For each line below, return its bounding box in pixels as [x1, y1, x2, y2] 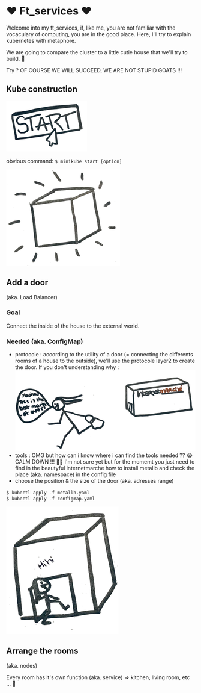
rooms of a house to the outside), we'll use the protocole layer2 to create [14, 357, 195, 365]
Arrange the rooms [6, 646, 79, 656]
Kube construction [6, 84, 78, 95]
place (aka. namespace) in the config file [14, 471, 116, 478]
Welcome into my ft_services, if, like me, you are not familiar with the [6, 24, 176, 31]
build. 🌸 [6, 55, 25, 62]
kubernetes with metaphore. [6, 37, 76, 44]
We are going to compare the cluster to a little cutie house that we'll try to [6, 48, 188, 55]
